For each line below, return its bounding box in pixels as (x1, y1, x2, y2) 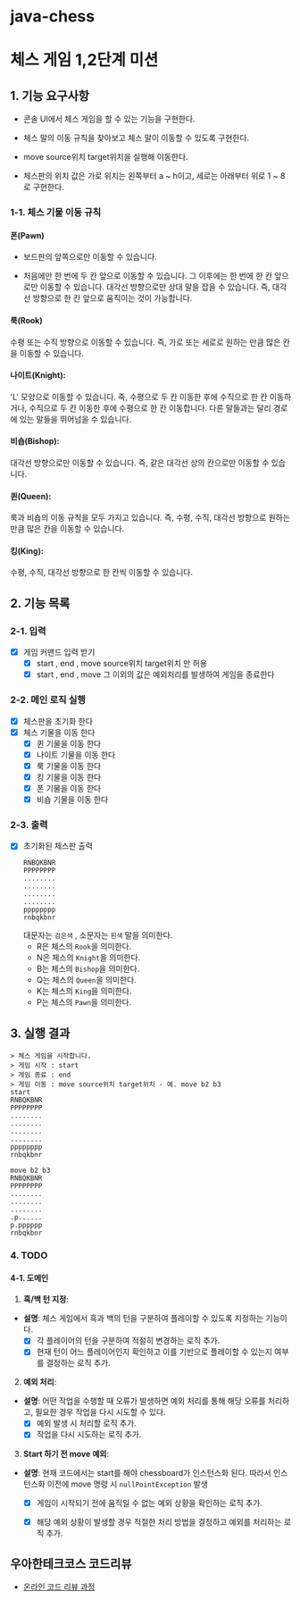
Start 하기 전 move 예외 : (22, 1448, 110, 1459)
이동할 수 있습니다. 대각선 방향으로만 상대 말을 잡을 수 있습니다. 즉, (39, 281, 271, 292)
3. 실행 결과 (10, 1026, 71, 1041)
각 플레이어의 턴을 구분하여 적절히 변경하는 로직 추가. (36, 1336, 221, 1346)
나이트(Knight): (10, 370, 66, 381)
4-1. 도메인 (10, 1272, 49, 1283)
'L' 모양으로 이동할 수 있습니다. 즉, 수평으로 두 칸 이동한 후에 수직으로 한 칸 (10, 391, 268, 402)
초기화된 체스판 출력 (22, 841, 93, 851)
